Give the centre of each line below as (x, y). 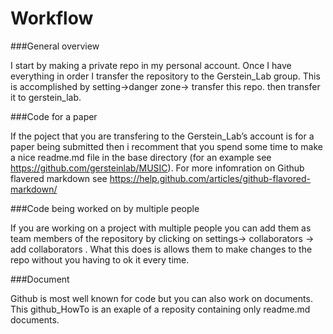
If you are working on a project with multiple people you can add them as (161, 228)
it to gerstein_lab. (46, 97)
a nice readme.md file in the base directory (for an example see (141, 157)
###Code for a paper (54, 116)
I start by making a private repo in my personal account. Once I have (151, 65)
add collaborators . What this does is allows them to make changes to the (161, 249)
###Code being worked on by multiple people (105, 208)
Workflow (52, 18)
